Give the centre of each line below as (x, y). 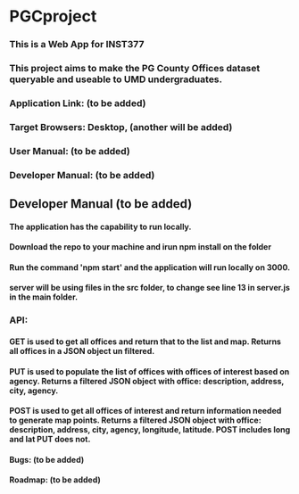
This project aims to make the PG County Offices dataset (135, 69)
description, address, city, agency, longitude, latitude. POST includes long (150, 430)
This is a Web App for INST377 (77, 45)
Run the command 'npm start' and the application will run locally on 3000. (150, 267)
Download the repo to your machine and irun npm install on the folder (141, 247)
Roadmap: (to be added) (55, 480)
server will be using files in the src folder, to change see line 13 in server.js (149, 288)
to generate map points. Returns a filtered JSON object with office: (135, 420)
